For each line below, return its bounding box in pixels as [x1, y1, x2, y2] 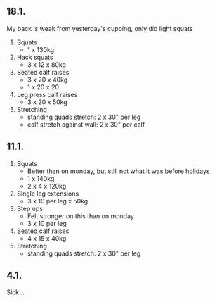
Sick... [6, 288, 25, 296]
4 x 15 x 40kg [27, 234, 67, 242]
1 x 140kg [27, 174, 55, 182]
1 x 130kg [27, 45, 54, 54]
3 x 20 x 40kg [27, 75, 68, 84]
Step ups [16, 204, 44, 213]
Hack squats [16, 53, 53, 61]
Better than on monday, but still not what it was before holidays [27, 167, 210, 175]
